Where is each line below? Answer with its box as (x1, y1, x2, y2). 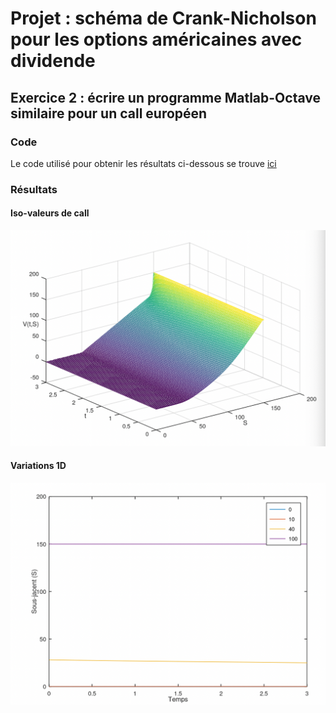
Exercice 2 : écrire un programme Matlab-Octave (10, 89, 322, 106)
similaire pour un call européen (10, 105, 208, 122)
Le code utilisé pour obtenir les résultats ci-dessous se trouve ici (10, 157, 277, 169)
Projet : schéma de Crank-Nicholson (10, 7, 317, 30)
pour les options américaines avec (10, 28, 303, 51)
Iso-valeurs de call (10, 207, 90, 219)
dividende (10, 50, 96, 72)
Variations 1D (10, 460, 67, 472)
